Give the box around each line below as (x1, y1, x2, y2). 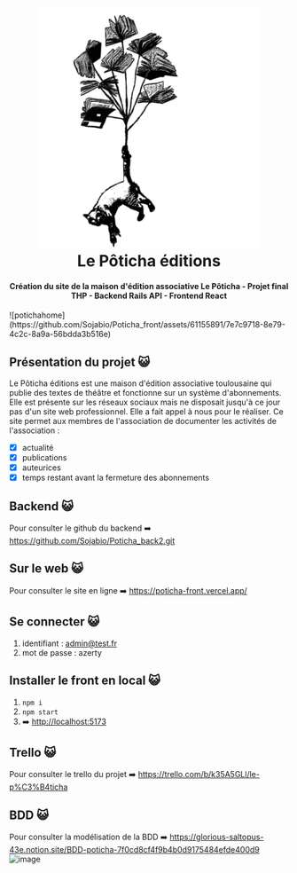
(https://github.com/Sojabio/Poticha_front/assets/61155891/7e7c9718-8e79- (9, 319, 286, 330)
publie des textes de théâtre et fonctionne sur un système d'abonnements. (9, 388, 282, 397)
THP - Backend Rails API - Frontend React (70, 290, 228, 301)
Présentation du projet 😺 (9, 354, 151, 369)
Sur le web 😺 (9, 561, 84, 577)
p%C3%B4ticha (9, 782, 68, 792)
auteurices (21, 462, 62, 473)
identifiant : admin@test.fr (21, 638, 118, 649)
